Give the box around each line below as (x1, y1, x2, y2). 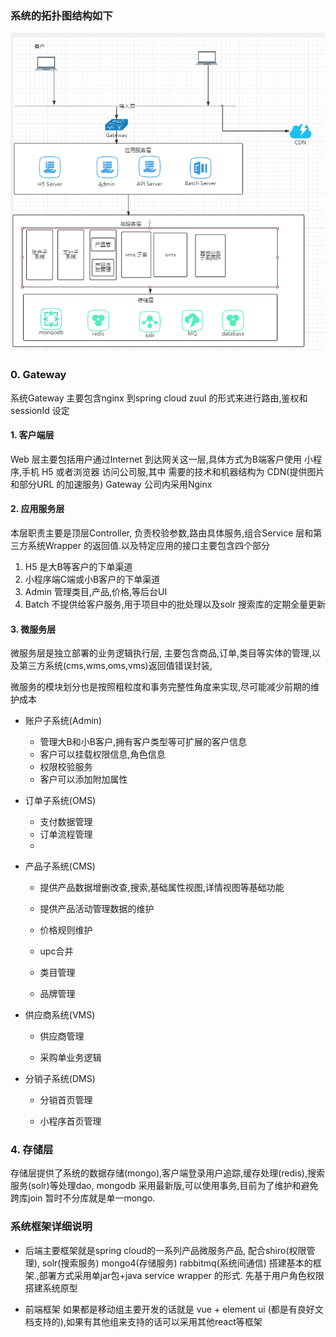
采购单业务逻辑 (39, 1052, 102, 1064)
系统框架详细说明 (10, 1220, 93, 1234)
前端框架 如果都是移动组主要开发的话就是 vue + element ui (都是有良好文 (24, 1303, 324, 1315)
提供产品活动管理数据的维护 (39, 903, 155, 915)
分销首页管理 (39, 1094, 93, 1106)
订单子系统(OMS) (24, 795, 97, 807)
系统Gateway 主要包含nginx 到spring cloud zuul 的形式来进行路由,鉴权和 (10, 392, 308, 404)
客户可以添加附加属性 (39, 773, 128, 786)
